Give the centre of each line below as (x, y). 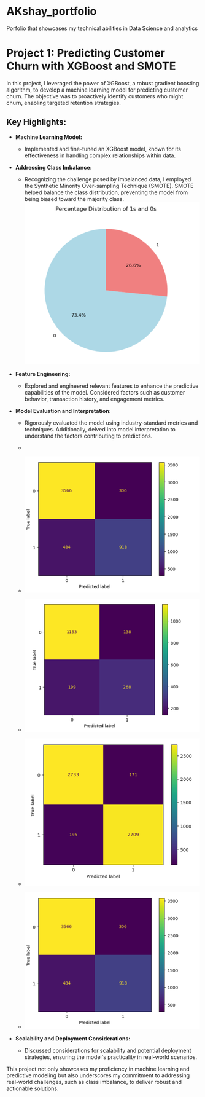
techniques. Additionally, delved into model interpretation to (100, 430)
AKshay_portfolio (52, 11)
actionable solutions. (33, 1088)
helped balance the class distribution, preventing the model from (106, 192)
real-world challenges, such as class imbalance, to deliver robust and (94, 1082)
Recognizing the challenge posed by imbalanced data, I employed (108, 179)
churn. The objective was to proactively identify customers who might (95, 96)
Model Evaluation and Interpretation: (63, 411)
